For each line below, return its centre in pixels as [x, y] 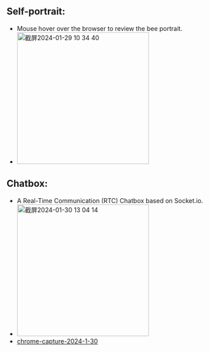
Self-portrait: [36, 12]
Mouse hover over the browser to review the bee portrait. [100, 28]
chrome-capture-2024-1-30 [57, 341]
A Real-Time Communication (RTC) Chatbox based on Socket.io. [110, 200]
